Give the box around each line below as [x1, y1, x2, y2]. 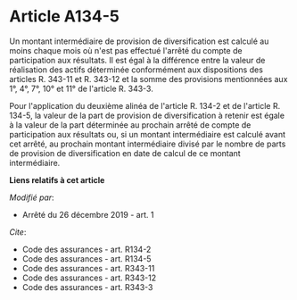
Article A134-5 [9, 6, 120, 27]
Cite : [9, 226, 27, 237]
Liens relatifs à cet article [9, 174, 105, 185]
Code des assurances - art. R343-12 [21, 272, 157, 283]
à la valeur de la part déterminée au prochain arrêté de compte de [9, 119, 252, 130]
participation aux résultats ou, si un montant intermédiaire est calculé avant [9, 129, 286, 139]
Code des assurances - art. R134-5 [21, 253, 152, 264]
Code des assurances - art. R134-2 [21, 244, 152, 254]
